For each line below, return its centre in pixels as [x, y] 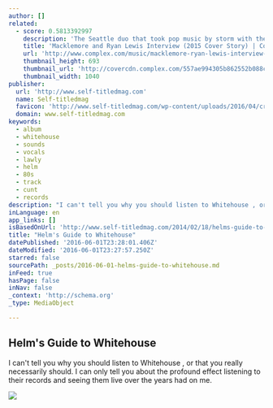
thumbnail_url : [49, 69]
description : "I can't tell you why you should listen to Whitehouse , [132, 205]
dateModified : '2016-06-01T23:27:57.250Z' [81, 250]
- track [29, 182]
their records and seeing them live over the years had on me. [110, 380]
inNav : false [30, 288]
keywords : [25, 122]
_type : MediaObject [41, 303]
